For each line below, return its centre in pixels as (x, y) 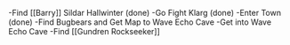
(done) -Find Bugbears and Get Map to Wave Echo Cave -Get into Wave (140, 22)
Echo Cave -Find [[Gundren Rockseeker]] (85, 31)
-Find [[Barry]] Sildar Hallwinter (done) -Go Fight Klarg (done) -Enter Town (145, 13)
